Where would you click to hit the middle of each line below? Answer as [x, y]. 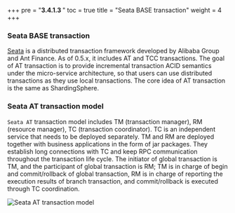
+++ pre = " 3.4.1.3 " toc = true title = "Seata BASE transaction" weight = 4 [115, 10]
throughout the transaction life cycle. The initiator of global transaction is [112, 159]
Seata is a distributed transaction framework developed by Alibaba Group [113, 51]
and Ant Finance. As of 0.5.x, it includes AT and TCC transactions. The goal [116, 58]
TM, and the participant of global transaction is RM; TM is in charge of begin [117, 166]
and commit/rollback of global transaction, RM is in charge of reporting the [115, 174]
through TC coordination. [43, 188]
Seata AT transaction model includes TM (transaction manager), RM [105, 121]
